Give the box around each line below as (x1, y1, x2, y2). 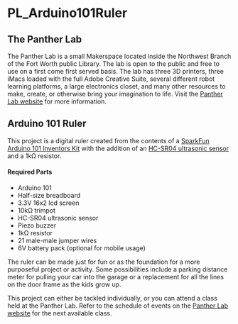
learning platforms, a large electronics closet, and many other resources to (7, 82, 226, 90)
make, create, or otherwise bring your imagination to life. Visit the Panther (7, 90, 224, 98)
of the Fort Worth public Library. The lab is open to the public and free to (7, 60, 220, 68)
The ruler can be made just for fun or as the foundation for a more (7, 257, 200, 267)
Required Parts (7, 168, 53, 177)
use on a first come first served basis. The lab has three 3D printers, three (7, 67, 225, 75)
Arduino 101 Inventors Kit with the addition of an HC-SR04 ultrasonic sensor (7, 144, 229, 152)
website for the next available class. (7, 309, 112, 318)
